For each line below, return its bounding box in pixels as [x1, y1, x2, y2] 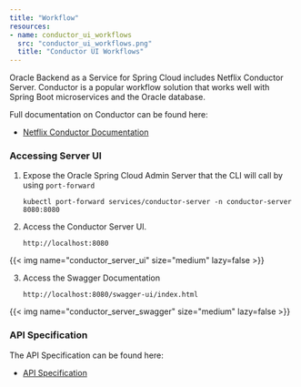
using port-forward [22, 179, 95, 191]
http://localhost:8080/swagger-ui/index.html [22, 290, 198, 300]
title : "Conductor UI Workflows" [17, 47, 145, 56]
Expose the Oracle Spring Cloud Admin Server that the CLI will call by [22, 170, 284, 181]
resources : [9, 22, 51, 31]
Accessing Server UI [9, 149, 102, 162]
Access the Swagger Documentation [22, 272, 161, 283]
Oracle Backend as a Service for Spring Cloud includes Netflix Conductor [9, 72, 284, 83]
